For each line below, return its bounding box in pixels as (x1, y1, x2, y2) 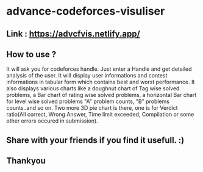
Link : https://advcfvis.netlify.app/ (6, 29, 140, 39)
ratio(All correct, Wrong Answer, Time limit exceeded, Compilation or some (6, 111, 194, 118)
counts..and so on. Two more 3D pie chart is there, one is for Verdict (6, 104, 178, 112)
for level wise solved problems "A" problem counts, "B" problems (6, 98, 169, 105)
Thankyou (6, 156, 46, 166)
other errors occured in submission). (6, 117, 99, 124)
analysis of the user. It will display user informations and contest (6, 72, 168, 79)
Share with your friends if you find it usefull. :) (6, 135, 185, 145)
